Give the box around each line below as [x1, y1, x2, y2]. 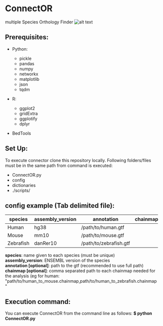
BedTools [12, 130, 32, 136]
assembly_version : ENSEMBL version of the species [5, 257, 110, 263]
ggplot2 [19, 105, 35, 111]
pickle [19, 55, 32, 61]
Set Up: [5, 145, 28, 153]
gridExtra [19, 110, 38, 116]
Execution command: [5, 297, 71, 306]
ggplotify [19, 115, 38, 122]
